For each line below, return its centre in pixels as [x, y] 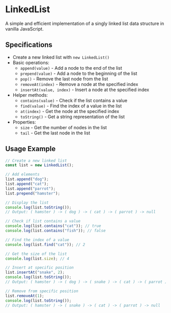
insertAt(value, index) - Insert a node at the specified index [84, 90]
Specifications [29, 45]
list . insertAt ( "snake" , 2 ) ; [35, 273]
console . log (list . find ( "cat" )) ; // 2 [45, 245]
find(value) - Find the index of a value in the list [71, 106]
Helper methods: [30, 95]
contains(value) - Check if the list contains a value [74, 100]
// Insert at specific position [39, 268]
